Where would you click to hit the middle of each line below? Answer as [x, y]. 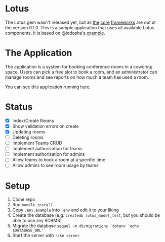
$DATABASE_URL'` [29, 231]
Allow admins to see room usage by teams [55, 165]
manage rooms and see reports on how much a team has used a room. [77, 77]
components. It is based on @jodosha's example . [55, 33]
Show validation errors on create [45, 126]
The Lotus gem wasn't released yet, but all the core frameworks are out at [81, 22]
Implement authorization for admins [48, 154]
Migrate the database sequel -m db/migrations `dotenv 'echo [76, 226]
